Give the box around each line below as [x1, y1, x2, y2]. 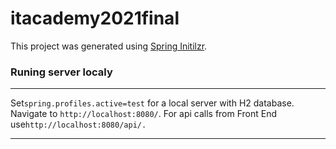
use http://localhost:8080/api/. [10, 118, 147, 131]
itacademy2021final [10, 7, 180, 30]
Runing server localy [10, 65, 113, 79]
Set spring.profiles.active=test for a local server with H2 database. [10, 97, 295, 109]
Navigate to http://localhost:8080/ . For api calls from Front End [10, 108, 278, 120]
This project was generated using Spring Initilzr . [10, 40, 208, 52]
